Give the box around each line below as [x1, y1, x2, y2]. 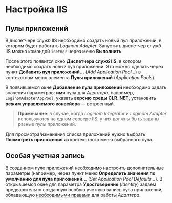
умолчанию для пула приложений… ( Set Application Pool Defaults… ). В [5, 175, 163, 182]
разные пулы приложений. [17, 121, 76, 127]
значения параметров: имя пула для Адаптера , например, [5, 90, 134, 95]
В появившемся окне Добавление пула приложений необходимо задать [5, 84, 167, 90]
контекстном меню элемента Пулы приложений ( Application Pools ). [5, 74, 156, 80]
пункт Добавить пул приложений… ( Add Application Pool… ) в [5, 69, 141, 75]
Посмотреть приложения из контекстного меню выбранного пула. [5, 137, 154, 142]
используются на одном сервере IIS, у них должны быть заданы [17, 116, 160, 122]
